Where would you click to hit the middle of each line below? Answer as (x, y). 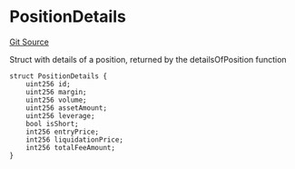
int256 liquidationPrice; (75, 139)
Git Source (29, 42)
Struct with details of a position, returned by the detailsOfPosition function (148, 59)
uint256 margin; (57, 92)
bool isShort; (52, 124)
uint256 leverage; (60, 115)
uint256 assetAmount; (66, 108)
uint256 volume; (57, 100)
